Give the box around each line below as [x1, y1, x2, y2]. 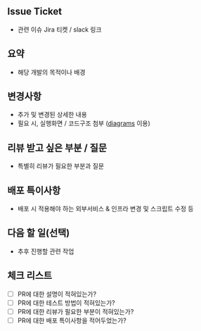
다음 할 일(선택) [7, 227, 70, 239]
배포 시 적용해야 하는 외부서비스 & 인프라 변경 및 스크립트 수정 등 [17, 204, 194, 213]
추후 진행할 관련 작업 [17, 246, 74, 256]
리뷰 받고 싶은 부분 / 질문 [7, 142, 108, 154]
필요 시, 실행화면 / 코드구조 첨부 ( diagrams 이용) [17, 119, 151, 127]
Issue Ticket [7, 6, 62, 18]
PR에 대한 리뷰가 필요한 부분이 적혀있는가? [17, 307, 134, 316]
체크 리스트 [7, 270, 53, 282]
